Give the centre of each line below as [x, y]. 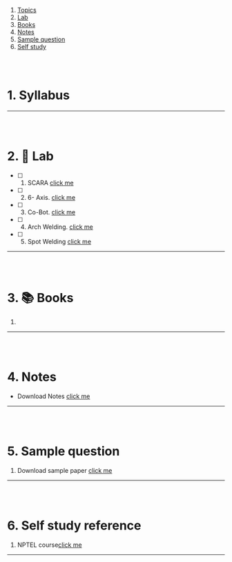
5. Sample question [64, 451]
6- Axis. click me [51, 197]
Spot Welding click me [59, 241]
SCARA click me [50, 182]
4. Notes [32, 377]
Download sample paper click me [65, 470]
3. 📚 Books [40, 298]
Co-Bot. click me [51, 212]
